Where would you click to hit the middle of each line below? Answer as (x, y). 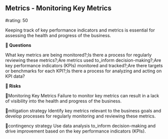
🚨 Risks (13, 86)
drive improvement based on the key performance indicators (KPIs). (75, 131)
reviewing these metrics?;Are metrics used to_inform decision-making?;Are (83, 60)
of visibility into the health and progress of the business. (63, 101)
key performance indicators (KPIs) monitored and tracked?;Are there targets (84, 65)
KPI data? (15, 76)
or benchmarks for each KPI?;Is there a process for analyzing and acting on (83, 71)
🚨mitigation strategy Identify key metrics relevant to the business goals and (83, 110)
